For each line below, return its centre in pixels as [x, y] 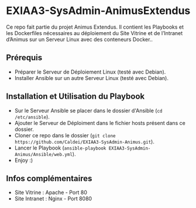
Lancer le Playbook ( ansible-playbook [60, 148]
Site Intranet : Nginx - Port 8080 [53, 199]
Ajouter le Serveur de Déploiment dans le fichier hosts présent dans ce [100, 123]
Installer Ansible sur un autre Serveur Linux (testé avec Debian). [91, 78]
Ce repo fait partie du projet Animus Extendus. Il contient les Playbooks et [95, 27]
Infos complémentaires [49, 178]
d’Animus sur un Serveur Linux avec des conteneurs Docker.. [80, 39]
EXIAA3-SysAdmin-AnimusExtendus [98, 11]
